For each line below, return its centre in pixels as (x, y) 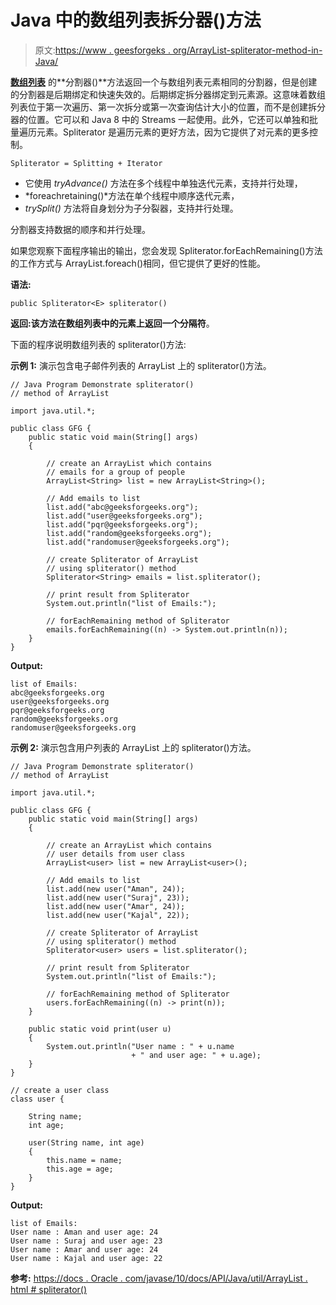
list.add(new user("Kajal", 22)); (118, 915)
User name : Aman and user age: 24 (84, 1232)
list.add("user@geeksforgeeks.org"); (124, 516)
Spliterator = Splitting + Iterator (86, 163)
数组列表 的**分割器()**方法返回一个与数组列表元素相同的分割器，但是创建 (164, 82)
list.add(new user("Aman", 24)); (116, 889)
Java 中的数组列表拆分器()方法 (136, 20)
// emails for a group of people (116, 472)
